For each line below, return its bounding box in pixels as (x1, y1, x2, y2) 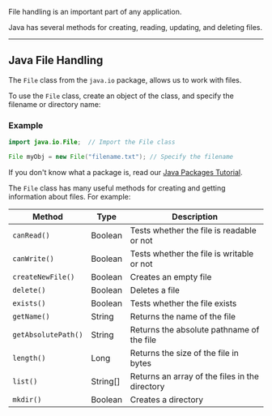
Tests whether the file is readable (130, 225, 257, 236)
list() (12, 376, 38, 386)
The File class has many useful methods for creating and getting (8, 182, 226, 193)
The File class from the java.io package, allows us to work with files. (8, 75, 242, 84)
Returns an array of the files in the (130, 371, 259, 382)
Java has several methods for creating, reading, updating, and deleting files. (8, 23, 263, 32)
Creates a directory (130, 393, 204, 405)
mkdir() (12, 395, 42, 404)
